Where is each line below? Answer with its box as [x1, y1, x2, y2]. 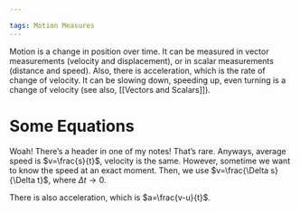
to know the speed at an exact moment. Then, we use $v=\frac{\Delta [9, 164, 269, 176]
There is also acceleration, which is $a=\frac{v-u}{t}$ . [9, 191, 211, 203]
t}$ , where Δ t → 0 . [37, 174, 107, 185]
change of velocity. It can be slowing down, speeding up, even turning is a [9, 74, 286, 86]
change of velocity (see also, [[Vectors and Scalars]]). [9, 84, 211, 95]
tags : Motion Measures [9, 21, 95, 30]
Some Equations [9, 115, 135, 136]
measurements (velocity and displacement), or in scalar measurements [9, 55, 274, 66]
